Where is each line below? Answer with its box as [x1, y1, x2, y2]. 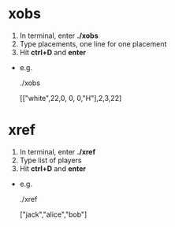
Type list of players [19, 155, 82, 165]
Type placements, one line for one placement [19, 39, 167, 48]
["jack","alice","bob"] [19, 210, 87, 219]
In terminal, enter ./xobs [19, 31, 99, 40]
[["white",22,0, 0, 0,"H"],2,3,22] [19, 93, 122, 102]
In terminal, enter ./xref [19, 147, 96, 156]
